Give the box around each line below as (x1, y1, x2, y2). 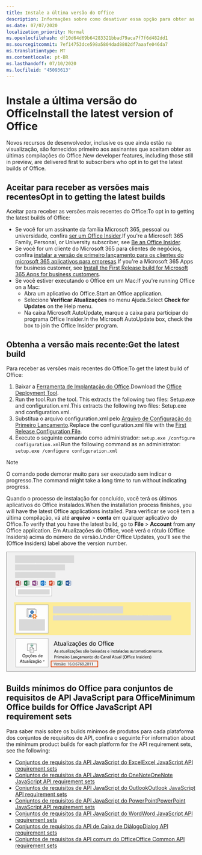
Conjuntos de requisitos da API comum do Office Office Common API (14, 835, 185, 842)
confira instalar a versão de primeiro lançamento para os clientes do (14, 251, 185, 259)
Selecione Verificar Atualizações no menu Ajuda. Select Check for (23, 296, 189, 304)
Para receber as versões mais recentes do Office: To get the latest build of (6, 365, 189, 372)
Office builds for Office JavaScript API (6, 702, 152, 713)
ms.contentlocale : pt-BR (6, 54, 69, 60)
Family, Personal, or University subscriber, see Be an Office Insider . (14, 239, 182, 246)
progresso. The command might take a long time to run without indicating (6, 477, 187, 484)
